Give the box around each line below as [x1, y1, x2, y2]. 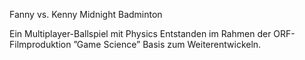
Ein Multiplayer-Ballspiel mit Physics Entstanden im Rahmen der [9, 28, 272, 39]
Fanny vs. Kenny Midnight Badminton [9, 9, 163, 20]
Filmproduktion [9, 39, 72, 50]
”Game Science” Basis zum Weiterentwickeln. [73, 39, 262, 50]
